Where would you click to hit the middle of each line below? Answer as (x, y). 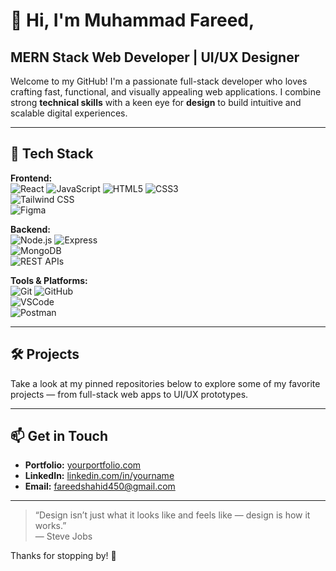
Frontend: (31, 178)
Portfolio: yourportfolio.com (83, 465)
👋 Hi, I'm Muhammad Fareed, (132, 20)
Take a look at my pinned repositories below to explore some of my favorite (165, 383)
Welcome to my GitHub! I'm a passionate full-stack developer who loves (159, 81)
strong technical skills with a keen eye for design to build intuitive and (156, 102)
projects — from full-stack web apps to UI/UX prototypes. (129, 394)
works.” (50, 526)
